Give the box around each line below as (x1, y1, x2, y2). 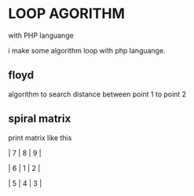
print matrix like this (8, 132, 72, 142)
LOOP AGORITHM (8, 5, 126, 23)
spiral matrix (8, 112, 71, 125)
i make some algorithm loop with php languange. (8, 45, 167, 55)
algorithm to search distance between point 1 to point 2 (8, 89, 187, 99)
